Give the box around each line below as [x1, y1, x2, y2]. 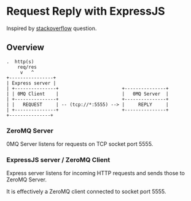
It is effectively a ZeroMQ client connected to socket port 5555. [6, 188, 166, 195]
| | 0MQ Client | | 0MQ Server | [6, 91, 169, 97]
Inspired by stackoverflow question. [6, 25, 97, 32]
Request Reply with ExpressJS [6, 4, 165, 18]
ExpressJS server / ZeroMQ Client [6, 155, 111, 164]
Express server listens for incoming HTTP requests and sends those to [6, 170, 185, 177]
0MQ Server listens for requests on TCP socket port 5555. [6, 140, 154, 148]
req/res [17, 64, 37, 70]
